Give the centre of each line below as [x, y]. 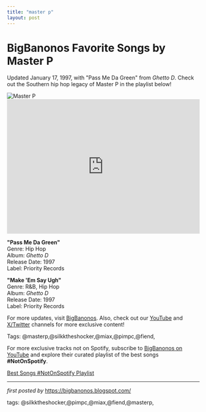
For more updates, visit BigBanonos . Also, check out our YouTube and [95, 318]
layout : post [24, 18]
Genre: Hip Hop [27, 249]
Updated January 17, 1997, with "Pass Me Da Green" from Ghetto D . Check [101, 78]
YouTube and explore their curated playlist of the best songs [83, 355]
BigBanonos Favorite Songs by [86, 48]
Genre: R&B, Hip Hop [33, 287]
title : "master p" [30, 12]
